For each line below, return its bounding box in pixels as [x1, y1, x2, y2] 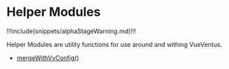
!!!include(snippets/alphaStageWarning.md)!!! [6, 27, 136, 35]
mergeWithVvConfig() [16, 53, 79, 62]
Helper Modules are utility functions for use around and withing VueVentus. [6, 40, 223, 48]
